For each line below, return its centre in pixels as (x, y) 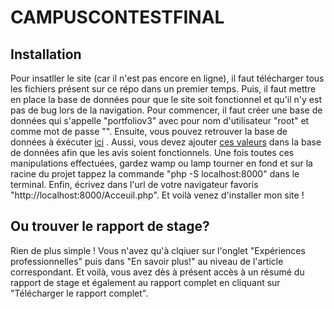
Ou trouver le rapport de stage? (110, 226)
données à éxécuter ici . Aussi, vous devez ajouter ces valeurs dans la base (166, 142)
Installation (46, 54)
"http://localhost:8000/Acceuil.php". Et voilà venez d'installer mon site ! (157, 195)
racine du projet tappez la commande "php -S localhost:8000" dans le (155, 174)
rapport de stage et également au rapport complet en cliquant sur (145, 282)
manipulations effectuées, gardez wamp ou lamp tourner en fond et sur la (161, 163)
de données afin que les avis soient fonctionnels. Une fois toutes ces (152, 152)
